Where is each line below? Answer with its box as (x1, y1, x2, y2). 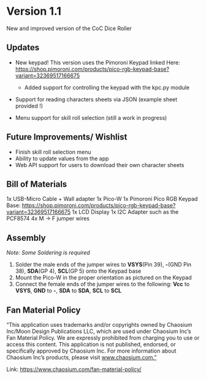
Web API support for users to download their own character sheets (15, 161, 185, 168)
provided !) (15, 102, 44, 109)
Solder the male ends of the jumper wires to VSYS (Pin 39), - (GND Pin (15, 261, 192, 268)
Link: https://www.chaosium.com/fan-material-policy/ (6, 365, 142, 373)
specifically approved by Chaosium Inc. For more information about (6, 347, 177, 354)
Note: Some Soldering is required (6, 249, 90, 256)
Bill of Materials (6, 179, 67, 189)
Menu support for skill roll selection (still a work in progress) (15, 114, 167, 121)
